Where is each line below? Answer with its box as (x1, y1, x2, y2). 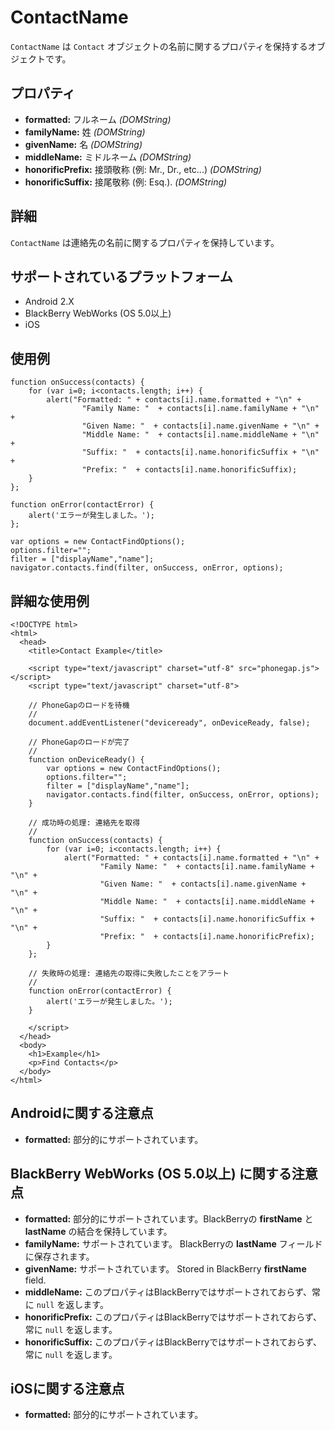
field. (24, 1274, 47, 1286)
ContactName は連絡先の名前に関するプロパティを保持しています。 (10, 236, 280, 248)
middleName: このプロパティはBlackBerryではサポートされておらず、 (24, 1286, 313, 1298)
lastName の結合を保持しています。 (24, 1225, 173, 1237)
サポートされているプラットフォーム (10, 268, 233, 285)
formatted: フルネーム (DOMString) (24, 113, 172, 125)
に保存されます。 (24, 1250, 95, 1262)
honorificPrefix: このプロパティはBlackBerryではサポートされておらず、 (24, 1311, 322, 1323)
